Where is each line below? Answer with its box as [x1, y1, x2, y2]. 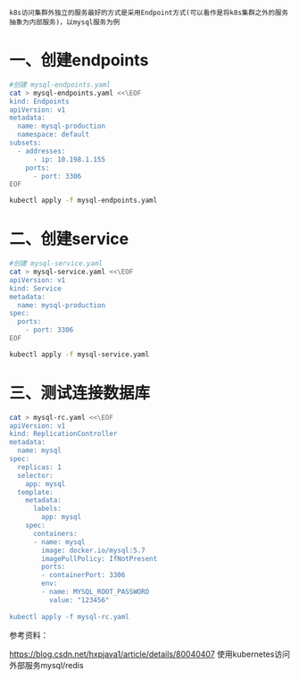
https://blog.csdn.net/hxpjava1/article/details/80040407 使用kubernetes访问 [9, 649, 290, 659]
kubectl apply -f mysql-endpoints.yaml [9, 196, 158, 205]
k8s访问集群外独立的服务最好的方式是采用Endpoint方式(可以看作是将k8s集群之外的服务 [9, 8, 288, 17]
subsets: [9, 138, 42, 147]
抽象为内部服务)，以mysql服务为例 [9, 18, 120, 27]
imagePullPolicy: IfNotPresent [41, 554, 158, 563]
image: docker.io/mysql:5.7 [41, 546, 145, 555]
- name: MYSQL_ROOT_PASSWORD [41, 588, 150, 597]
